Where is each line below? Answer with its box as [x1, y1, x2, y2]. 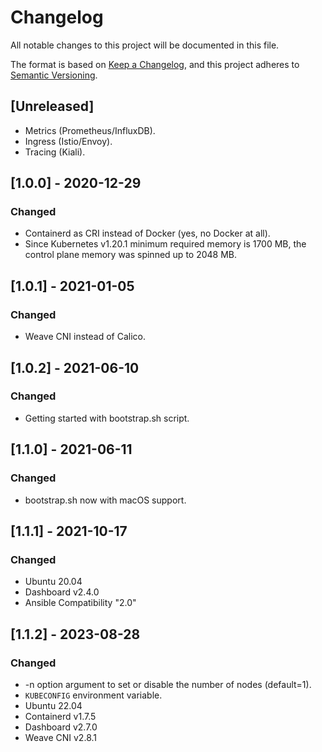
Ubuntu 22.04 [24, 699, 83, 711]
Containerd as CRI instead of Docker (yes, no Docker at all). [24, 227, 271, 240]
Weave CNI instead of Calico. [24, 331, 146, 343]
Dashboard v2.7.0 [24, 721, 98, 733]
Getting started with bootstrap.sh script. [24, 412, 190, 424]
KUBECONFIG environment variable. [24, 689, 163, 701]
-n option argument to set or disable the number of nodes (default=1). [24, 678, 312, 690]
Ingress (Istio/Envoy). [24, 135, 113, 147]
